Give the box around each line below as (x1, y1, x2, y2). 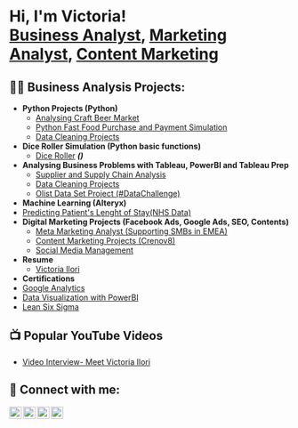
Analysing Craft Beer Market (35, 113, 140, 123)
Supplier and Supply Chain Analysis (35, 169, 166, 180)
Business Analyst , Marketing (9, 25, 228, 45)
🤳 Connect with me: (9, 383, 120, 398)
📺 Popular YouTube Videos (9, 328, 163, 343)
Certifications (21, 273, 76, 284)
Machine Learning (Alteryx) (21, 198, 127, 208)
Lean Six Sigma (21, 302, 80, 312)
